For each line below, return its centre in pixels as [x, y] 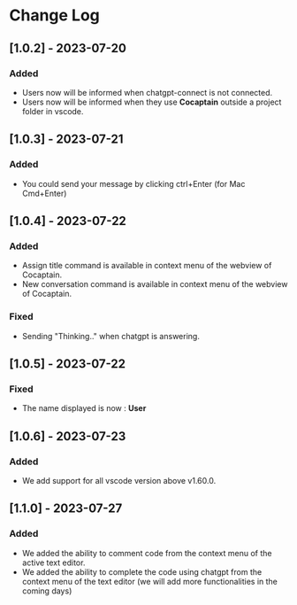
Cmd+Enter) [44, 193]
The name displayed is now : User [84, 408]
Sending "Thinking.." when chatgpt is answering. [111, 336]
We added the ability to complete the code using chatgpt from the [142, 571]
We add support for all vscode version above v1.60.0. [119, 480]
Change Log [54, 16]
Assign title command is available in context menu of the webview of [147, 266]
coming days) [47, 591]
